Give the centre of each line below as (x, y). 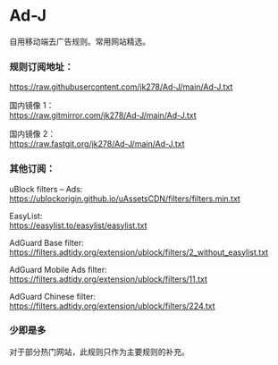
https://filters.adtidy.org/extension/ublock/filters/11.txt (109, 279)
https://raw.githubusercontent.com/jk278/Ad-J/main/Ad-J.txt (121, 87)
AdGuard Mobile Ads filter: (58, 269)
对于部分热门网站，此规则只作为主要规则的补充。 (99, 352)
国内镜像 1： (32, 106)
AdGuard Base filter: (46, 242)
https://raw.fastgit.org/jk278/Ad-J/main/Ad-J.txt (97, 144)
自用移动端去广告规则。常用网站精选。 (80, 41)
